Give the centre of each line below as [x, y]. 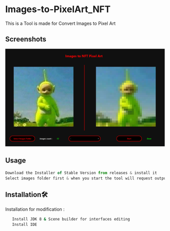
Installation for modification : [35, 209]
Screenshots [26, 39]
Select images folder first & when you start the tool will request [79, 178]
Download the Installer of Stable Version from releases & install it [81, 173]
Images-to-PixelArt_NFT [58, 9]
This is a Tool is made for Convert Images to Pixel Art [60, 23]
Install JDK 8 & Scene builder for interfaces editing [71, 219]
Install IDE [25, 225]
